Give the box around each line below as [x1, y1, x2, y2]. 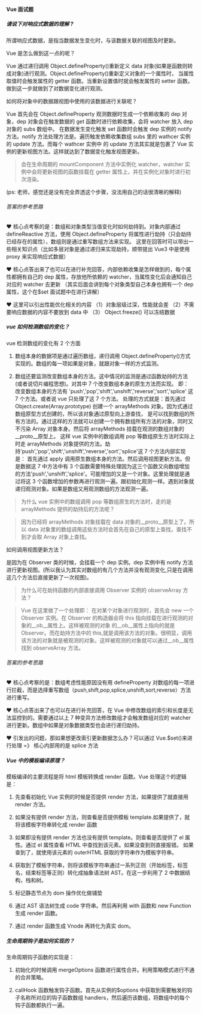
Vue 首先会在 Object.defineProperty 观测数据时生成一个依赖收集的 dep [6, 110, 181, 117]
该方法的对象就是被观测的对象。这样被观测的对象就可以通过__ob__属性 [20, 636, 194, 644]
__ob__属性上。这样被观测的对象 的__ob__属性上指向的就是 [31, 621, 175, 629]
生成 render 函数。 [14, 910, 61, 917]
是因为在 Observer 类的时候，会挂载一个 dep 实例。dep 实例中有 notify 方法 [6, 558, 193, 566]
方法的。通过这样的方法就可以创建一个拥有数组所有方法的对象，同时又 [20, 417, 193, 424]
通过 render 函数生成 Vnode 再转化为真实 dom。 [14, 922, 135, 929]
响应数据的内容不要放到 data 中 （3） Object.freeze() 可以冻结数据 [11, 308, 175, 315]
